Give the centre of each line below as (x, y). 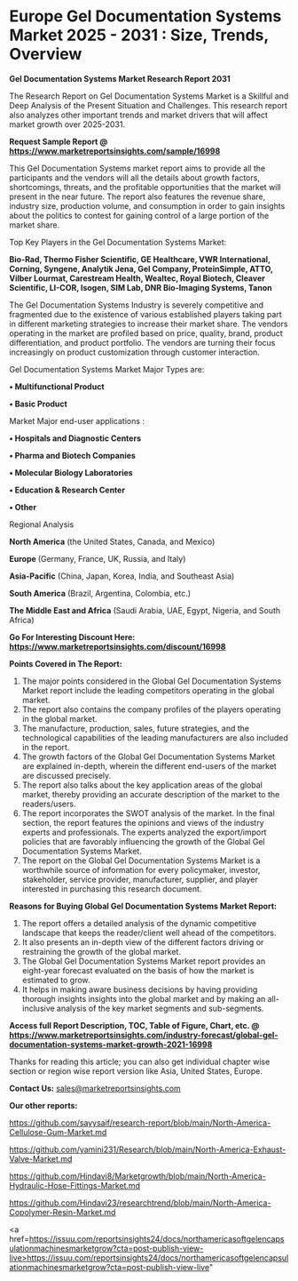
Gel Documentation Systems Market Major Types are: (107, 369)
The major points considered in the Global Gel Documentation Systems (152, 681)
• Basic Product (39, 404)
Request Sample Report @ (59, 141)
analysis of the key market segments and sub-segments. (160, 1008)
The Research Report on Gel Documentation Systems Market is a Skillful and (149, 96)
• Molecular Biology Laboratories (71, 472)
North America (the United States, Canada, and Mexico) (112, 541)
